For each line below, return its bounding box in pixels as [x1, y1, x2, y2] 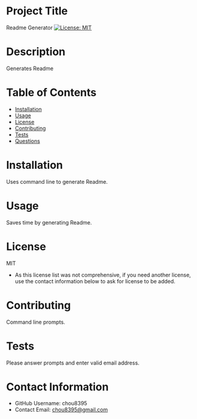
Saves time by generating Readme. [6, 218, 93, 226]
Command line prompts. [6, 318, 66, 326]
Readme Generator [6, 24, 53, 31]
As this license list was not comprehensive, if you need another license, [14, 271, 191, 278]
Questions [14, 137, 41, 144]
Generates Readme [6, 65, 54, 72]
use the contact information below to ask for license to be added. [14, 277, 176, 285]
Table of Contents [6, 86, 97, 99]
